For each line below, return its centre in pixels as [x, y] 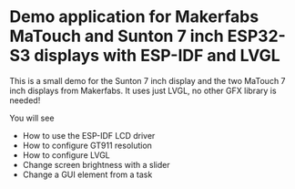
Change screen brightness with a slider [96, 164]
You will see [32, 118]
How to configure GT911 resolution [87, 145]
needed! [25, 100]
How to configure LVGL [66, 155]
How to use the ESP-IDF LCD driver [89, 135]
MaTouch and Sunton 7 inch [117, 36]
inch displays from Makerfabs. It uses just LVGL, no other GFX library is [143, 90]
